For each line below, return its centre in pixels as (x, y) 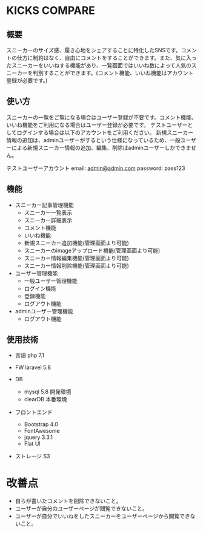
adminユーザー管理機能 (44, 311)
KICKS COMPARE (51, 11)
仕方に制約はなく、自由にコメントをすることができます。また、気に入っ (107, 58)
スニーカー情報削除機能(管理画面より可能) (76, 265)
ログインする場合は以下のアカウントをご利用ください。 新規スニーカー (105, 132)
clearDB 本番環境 (45, 399)
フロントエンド (34, 412)
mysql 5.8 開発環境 (48, 392)
